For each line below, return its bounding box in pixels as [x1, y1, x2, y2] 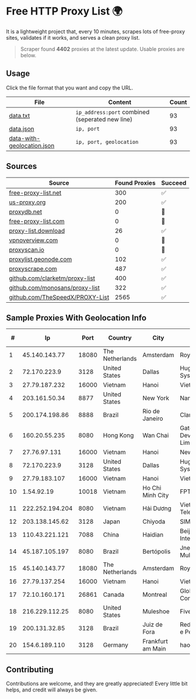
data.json [9, 124, 34, 133]
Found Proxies [114, 179, 156, 187]
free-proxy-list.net [9, 188, 62, 196]
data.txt [9, 112, 30, 120]
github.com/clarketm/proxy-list [9, 274, 95, 282]
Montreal [142, 591, 167, 599]
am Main [142, 645, 166, 653]
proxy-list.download [9, 226, 65, 234]
